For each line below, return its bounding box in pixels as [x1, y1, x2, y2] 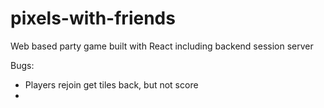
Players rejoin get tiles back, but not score [24, 78, 199, 91]
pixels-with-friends [10, 7, 176, 30]
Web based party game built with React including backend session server [10, 40, 314, 52]
